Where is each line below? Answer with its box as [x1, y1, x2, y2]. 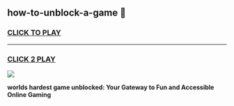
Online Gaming [7, 90, 52, 98]
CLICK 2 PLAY [7, 54, 56, 63]
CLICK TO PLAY [7, 28, 61, 38]
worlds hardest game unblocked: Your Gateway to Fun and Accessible [7, 83, 214, 91]
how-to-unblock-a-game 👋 [7, 7, 127, 19]
